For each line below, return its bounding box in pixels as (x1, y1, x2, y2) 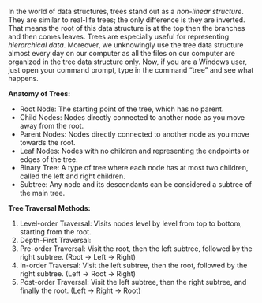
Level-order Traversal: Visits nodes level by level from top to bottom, (19, 219, 243, 228)
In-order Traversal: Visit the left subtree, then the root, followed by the (19, 260, 248, 270)
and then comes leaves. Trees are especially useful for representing (8, 32, 230, 41)
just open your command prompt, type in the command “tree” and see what (8, 65, 254, 74)
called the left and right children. (19, 171, 125, 181)
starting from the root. (19, 227, 92, 236)
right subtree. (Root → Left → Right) (19, 252, 137, 261)
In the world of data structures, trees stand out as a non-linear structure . (8, 7, 245, 16)
